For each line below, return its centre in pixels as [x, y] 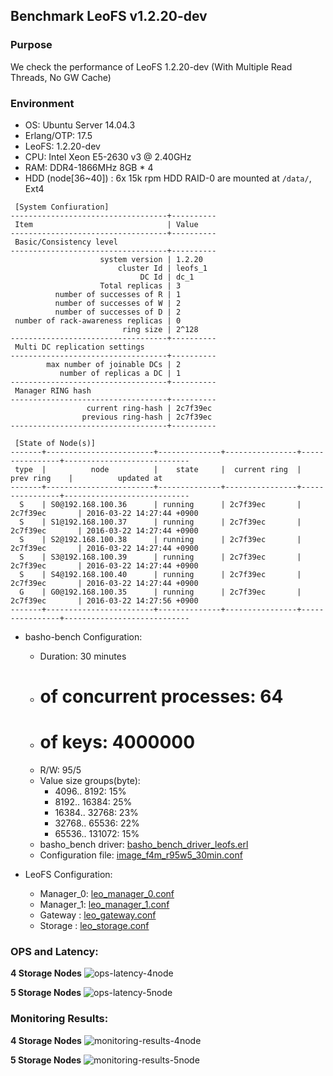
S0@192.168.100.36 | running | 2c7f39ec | [176, 504]
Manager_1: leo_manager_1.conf [104, 905]
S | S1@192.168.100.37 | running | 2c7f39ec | [160, 522]
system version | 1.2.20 [151, 259]
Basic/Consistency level [66, 242]
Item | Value [106, 224]
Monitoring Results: [59, 1019]
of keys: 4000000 [117, 742]
